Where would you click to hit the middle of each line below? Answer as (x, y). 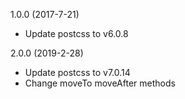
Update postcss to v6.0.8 (76, 33)
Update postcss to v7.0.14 (77, 72)
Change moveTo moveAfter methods (100, 83)
